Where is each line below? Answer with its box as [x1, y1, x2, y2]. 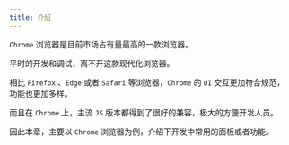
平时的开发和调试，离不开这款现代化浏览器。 [9, 57, 175, 68]
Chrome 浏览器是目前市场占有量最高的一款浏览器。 [9, 38, 193, 49]
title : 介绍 [9, 13, 51, 22]
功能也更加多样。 [9, 88, 73, 98]
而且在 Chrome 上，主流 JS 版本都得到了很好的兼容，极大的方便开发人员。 [9, 107, 279, 117]
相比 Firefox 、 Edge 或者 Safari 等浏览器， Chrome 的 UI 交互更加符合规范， [9, 77, 285, 88]
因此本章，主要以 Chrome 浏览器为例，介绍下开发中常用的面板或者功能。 [9, 126, 274, 137]
